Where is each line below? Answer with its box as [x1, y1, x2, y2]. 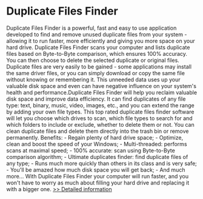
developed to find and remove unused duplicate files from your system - [6, 30, 187, 38]
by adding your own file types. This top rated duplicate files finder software [6, 108, 195, 115]
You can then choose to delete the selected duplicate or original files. [6, 56, 180, 64]
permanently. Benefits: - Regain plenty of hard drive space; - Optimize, [6, 133, 184, 141]
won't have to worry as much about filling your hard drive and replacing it [6, 179, 190, 186]
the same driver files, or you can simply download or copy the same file [6, 69, 185, 76]
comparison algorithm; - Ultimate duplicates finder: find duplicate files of [6, 153, 188, 160]
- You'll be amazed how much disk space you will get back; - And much [6, 166, 185, 174]
